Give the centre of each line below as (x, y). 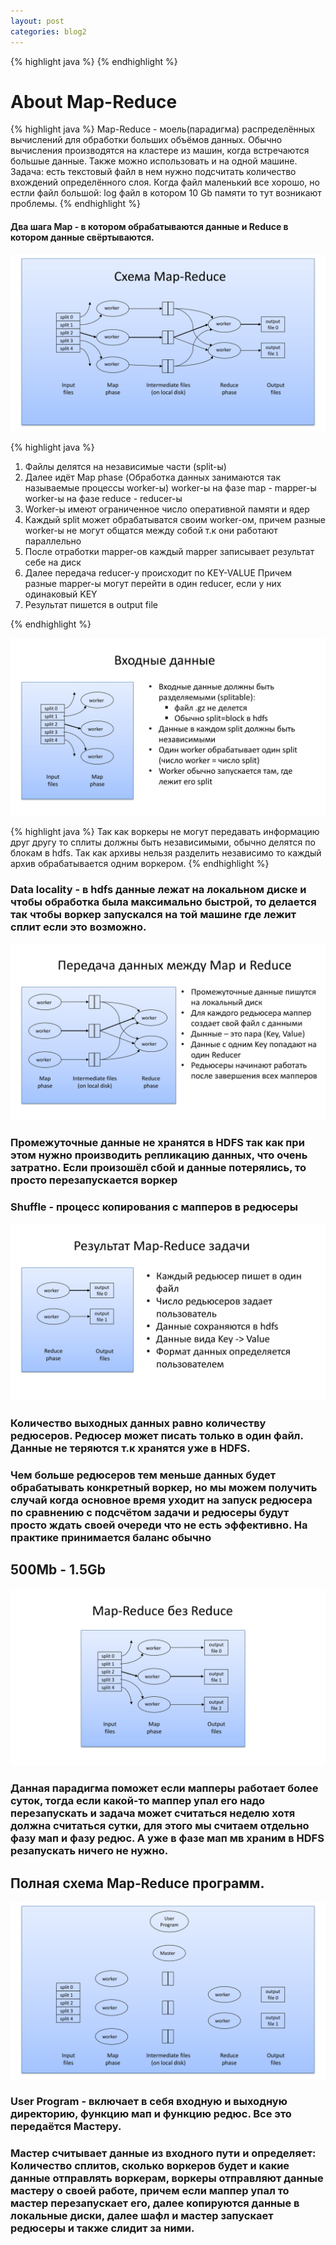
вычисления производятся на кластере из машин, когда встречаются (160, 151)
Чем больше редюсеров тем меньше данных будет (143, 1475)
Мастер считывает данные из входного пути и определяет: (163, 2153)
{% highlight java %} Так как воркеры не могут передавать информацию (165, 831)
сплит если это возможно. (78, 927)
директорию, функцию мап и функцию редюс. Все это (151, 2114)
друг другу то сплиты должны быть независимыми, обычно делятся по (163, 842)
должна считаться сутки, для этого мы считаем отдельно (160, 1826)
